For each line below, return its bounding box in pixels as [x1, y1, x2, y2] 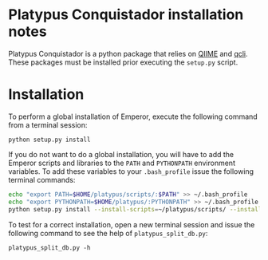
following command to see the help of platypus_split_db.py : [8, 228, 208, 238]
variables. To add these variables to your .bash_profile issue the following [8, 166, 254, 176]
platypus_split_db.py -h [8, 243, 91, 252]
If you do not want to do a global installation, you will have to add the [8, 149, 234, 159]
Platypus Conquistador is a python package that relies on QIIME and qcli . [8, 49, 249, 58]
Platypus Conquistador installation [8, 6, 244, 24]
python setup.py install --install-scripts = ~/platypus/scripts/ [8, 205, 227, 213]
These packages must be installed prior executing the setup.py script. [8, 57, 238, 67]
